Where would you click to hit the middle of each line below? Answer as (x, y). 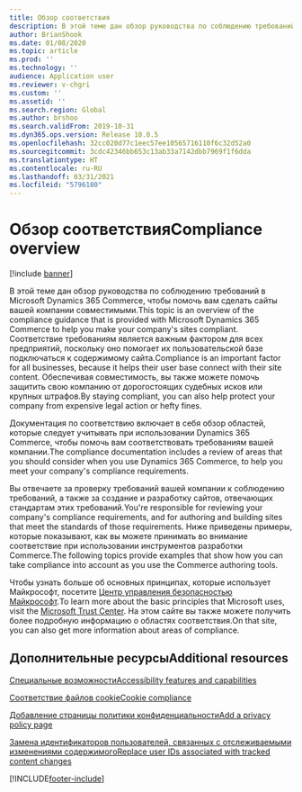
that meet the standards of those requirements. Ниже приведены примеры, (151, 526)
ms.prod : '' (31, 59)
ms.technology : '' (44, 68)
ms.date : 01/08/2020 (48, 43)
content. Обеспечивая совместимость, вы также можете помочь (134, 377)
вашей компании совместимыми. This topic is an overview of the (132, 310)
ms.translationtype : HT (54, 160)
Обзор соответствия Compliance (136, 229)
